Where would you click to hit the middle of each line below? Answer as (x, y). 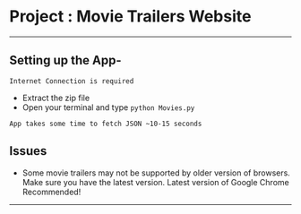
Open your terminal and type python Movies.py (108, 107)
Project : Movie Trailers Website (130, 17)
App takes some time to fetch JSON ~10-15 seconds (106, 124)
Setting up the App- (65, 60)
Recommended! (52, 192)
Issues (28, 151)
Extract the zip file (56, 98)
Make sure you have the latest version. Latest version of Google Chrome (155, 182)
